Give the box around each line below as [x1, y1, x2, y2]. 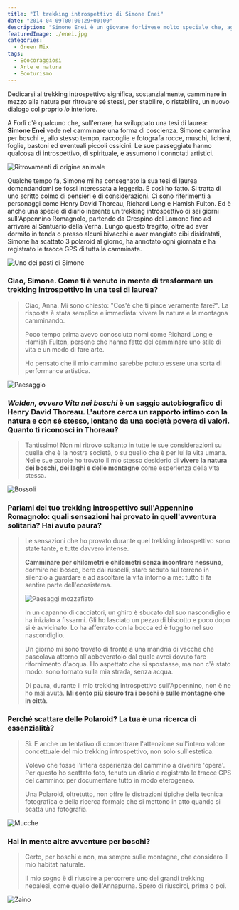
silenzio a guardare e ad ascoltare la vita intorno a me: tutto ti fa [24, 573, 212, 582]
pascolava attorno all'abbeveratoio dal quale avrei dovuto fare [24, 652, 207, 661]
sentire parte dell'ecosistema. [24, 581, 112, 590]
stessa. [24, 471, 46, 480]
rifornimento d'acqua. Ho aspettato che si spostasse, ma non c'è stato [24, 660, 231, 669]
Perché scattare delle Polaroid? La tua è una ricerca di [7, 714, 197, 724]
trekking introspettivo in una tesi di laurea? [7, 285, 159, 295]
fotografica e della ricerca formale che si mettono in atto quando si [24, 797, 221, 805]
